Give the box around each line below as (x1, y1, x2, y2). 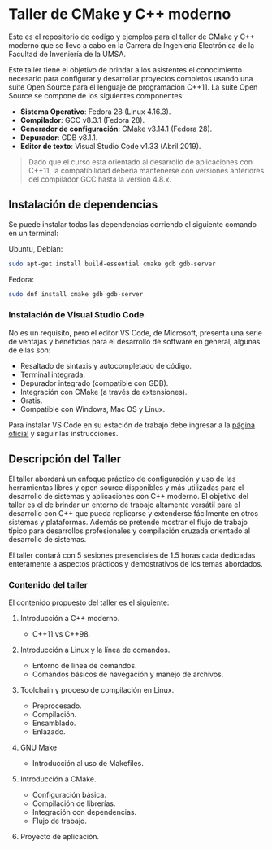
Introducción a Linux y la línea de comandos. (19, 645, 171, 654)
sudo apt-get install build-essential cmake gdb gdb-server (8, 260, 217, 268)
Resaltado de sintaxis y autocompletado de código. (19, 361, 192, 370)
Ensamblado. (32, 718, 76, 728)
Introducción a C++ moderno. (19, 613, 120, 623)
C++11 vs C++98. (32, 628, 91, 639)
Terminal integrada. (19, 370, 85, 379)
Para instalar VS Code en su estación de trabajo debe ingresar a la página (8, 420, 256, 430)
